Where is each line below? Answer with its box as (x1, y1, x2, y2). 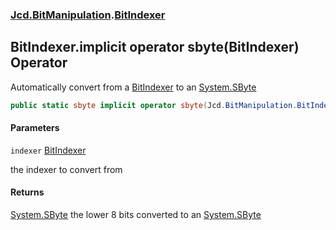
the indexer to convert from (10, 163, 123, 175)
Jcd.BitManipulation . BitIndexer (10, 8, 166, 22)
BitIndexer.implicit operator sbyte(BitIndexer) (10, 39, 300, 56)
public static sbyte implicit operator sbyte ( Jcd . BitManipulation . (10, 100, 298, 110)
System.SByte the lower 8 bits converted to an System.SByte (10, 209, 262, 221)
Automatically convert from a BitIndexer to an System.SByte (10, 81, 257, 93)
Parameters (10, 122, 60, 134)
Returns (10, 186, 45, 198)
